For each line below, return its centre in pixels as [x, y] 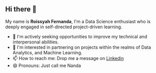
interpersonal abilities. [36, 42]
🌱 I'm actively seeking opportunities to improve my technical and [80, 36]
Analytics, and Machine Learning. [47, 52]
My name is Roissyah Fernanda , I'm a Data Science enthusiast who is [78, 21]
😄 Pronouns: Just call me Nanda [47, 65]
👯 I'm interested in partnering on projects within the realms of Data [82, 47]
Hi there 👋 [21, 9]
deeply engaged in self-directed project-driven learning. [64, 27]
